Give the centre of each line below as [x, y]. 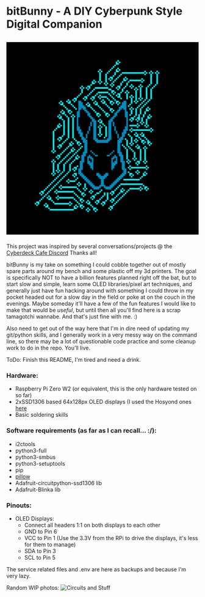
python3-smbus [35, 457]
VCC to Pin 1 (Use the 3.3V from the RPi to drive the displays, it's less [111, 538]
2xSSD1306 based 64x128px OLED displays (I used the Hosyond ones [103, 402]
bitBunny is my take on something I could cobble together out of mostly [96, 265]
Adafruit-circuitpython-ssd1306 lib [59, 483]
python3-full [31, 450]
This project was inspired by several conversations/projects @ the [89, 246]
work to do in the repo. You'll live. [48, 348]
